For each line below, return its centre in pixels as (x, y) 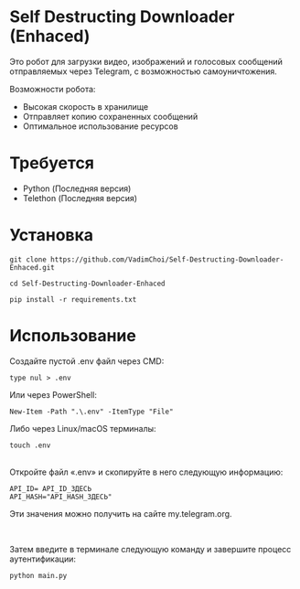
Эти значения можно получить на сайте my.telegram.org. (121, 513)
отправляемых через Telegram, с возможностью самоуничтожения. (143, 71)
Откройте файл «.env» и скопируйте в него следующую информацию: (146, 472)
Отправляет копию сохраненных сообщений (110, 116)
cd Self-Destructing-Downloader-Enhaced (88, 284)
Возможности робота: (53, 89)
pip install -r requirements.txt (73, 299)
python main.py (38, 575)
